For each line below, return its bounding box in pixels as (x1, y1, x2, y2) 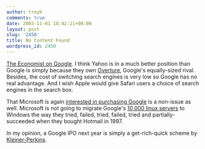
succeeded (6, 117, 35, 124)
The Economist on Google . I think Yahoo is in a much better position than (6, 59, 190, 67)
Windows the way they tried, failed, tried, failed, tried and (6, 111, 152, 118)
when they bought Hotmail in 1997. (36, 117, 123, 124)
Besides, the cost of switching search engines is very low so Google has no (6, 73, 198, 80)
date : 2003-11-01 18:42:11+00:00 (6, 20, 92, 26)
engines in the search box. (6, 86, 74, 93)
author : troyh (6, 9, 43, 15)
